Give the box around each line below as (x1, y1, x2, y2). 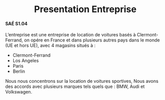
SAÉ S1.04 (5, 20, 28, 26)
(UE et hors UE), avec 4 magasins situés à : (5, 42, 95, 48)
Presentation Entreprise (34, 4, 137, 15)
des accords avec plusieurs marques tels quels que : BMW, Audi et (5, 83, 145, 89)
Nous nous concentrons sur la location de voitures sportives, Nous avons (5, 78, 159, 84)
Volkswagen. (5, 89, 32, 95)
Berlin (12, 68, 25, 74)
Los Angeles (12, 58, 39, 64)
